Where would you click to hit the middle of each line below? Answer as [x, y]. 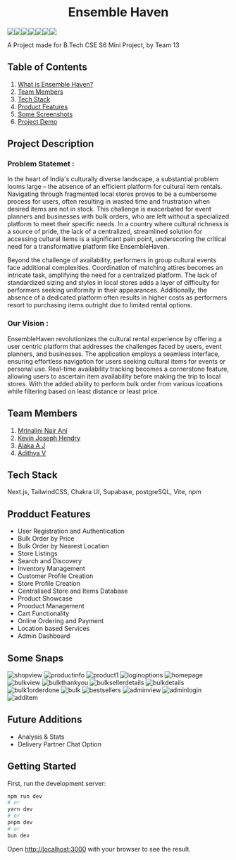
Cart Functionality [43, 613]
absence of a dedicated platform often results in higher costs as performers [117, 297]
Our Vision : [28, 324]
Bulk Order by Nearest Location [63, 546]
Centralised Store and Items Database [73, 591]
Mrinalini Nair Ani [43, 430]
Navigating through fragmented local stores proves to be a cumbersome [112, 194]
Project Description [51, 144]
